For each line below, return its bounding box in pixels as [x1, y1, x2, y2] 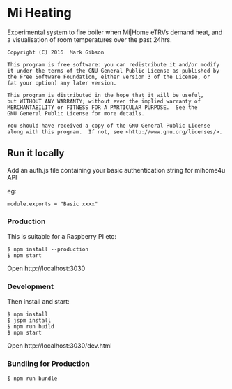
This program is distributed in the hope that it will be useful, [7, 91, 204, 98]
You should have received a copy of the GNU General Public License [7, 122, 210, 129]
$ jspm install [7, 317, 52, 324]
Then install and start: [7, 298, 70, 306]
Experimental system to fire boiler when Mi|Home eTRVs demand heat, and [7, 28, 223, 36]
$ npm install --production [7, 246, 89, 253]
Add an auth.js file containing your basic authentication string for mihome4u [7, 166, 226, 174]
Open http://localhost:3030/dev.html [7, 342, 112, 350]
